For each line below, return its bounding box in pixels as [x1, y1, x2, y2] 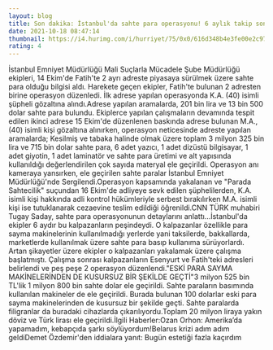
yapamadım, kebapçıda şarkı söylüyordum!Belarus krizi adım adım [8, 324, 230, 334]
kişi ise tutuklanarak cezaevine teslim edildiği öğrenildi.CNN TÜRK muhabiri [8, 203, 260, 212]
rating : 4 [8, 42, 42, 50]
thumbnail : [8, 34, 45, 43]
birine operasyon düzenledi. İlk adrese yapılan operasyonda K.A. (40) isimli [8, 90, 259, 100]
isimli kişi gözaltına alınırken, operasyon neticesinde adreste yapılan [24, 125, 252, 135]
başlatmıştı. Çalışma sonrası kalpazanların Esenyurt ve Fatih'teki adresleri [8, 255, 253, 265]
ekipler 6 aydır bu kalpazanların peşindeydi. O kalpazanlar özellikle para [8, 221, 249, 230]
